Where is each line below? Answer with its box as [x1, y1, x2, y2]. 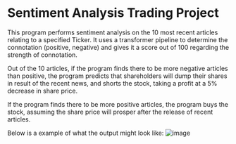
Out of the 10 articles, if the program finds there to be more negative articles [7, 64, 229, 72]
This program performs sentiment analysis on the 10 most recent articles [7, 28, 218, 37]
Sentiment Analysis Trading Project [7, 5, 220, 21]
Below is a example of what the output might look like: [7, 129, 164, 137]
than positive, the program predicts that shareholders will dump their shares [7, 72, 228, 80]
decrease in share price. [7, 86, 78, 95]
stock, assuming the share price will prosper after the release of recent [7, 107, 213, 116]
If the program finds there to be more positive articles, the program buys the [7, 100, 229, 108]
